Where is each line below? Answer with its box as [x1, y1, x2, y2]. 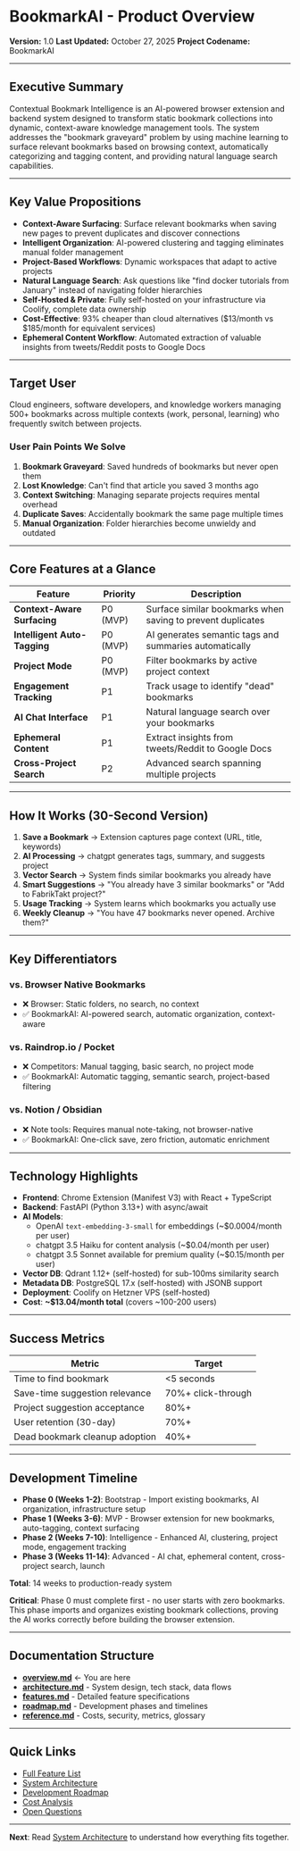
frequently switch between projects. [9, 418, 143, 429]
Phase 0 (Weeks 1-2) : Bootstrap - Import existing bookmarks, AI [21, 1494, 259, 1505]
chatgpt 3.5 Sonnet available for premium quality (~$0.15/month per [35, 1249, 285, 1260]
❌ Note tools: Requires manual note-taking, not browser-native [21, 1123, 254, 1135]
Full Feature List [21, 1768, 81, 1779]
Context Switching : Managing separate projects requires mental [21, 489, 261, 500]
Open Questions [21, 1805, 83, 1816]
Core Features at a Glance [9, 562, 156, 577]
